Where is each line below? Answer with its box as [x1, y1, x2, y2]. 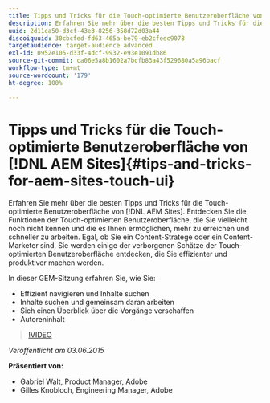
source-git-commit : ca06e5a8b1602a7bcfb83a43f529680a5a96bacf [8, 57, 221, 65]
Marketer [8, 241, 39, 250]
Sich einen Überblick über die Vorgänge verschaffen [19, 306, 194, 315]
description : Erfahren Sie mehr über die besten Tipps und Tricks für [8, 19, 250, 27]
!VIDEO [27, 330, 52, 340]
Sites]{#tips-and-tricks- [85, 154, 252, 173]
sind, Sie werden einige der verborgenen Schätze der [39, 241, 217, 250]
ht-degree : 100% [8, 79, 63, 87]
